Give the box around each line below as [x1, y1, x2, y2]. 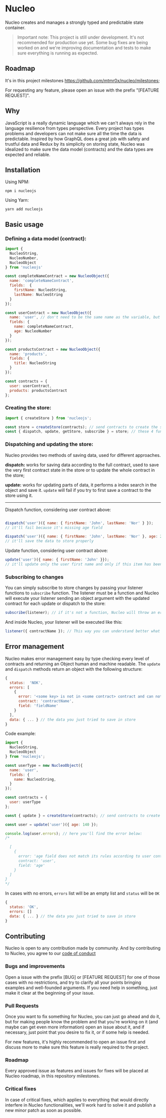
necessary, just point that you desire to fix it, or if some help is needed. [5, 1029, 150, 1035]
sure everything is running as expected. [17, 50, 98, 56]
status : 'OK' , [9, 905, 39, 909]
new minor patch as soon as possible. [5, 1107, 83, 1113]
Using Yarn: [5, 197, 29, 203]
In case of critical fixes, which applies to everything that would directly [5, 1097, 149, 1103]
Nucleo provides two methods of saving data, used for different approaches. [5, 452, 161, 458]
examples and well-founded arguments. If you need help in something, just [5, 984, 158, 991]
